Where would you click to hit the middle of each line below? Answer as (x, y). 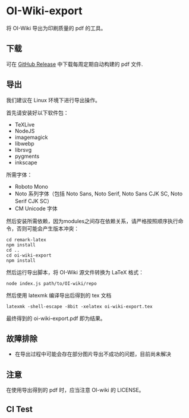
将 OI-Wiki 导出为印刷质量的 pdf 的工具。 (56, 28)
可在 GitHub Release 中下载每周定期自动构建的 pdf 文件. (75, 64)
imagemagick (31, 137)
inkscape (26, 162)
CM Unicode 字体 (36, 208)
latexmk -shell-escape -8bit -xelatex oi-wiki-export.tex (79, 306)
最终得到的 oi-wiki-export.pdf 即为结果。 (56, 318)
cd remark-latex (26, 240)
